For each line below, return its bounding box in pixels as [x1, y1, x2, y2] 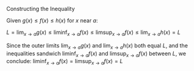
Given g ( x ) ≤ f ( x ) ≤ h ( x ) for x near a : [6, 17, 98, 24]
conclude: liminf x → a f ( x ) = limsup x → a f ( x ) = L [6, 58, 124, 66]
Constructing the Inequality [6, 5, 75, 12]
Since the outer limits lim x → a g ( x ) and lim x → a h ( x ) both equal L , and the [6, 42, 188, 50]
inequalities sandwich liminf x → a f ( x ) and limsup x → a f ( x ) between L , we [6, 50, 187, 58]
